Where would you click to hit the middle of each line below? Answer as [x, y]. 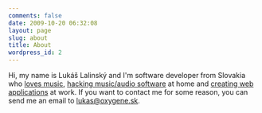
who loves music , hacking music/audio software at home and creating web [131, 84]
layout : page [30, 30]
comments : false [35, 16]
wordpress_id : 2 [35, 53]
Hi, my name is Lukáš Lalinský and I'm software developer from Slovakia [127, 75]
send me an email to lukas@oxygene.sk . [74, 101]
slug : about [28, 38]
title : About [30, 45]
